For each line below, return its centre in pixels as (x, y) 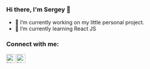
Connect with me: (33, 44)
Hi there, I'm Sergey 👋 (38, 10)
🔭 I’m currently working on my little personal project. (79, 23)
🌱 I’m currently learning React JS (55, 29)
